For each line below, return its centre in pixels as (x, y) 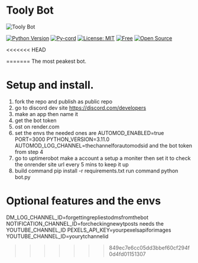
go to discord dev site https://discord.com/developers (80, 108)
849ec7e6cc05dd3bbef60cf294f (150, 248)
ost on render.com (37, 126)
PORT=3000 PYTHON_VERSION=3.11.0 (62, 139)
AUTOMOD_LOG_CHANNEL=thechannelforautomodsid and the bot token (103, 145)
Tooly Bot (30, 10)
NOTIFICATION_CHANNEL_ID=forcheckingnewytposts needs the (85, 223)
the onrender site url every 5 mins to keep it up (72, 164)
